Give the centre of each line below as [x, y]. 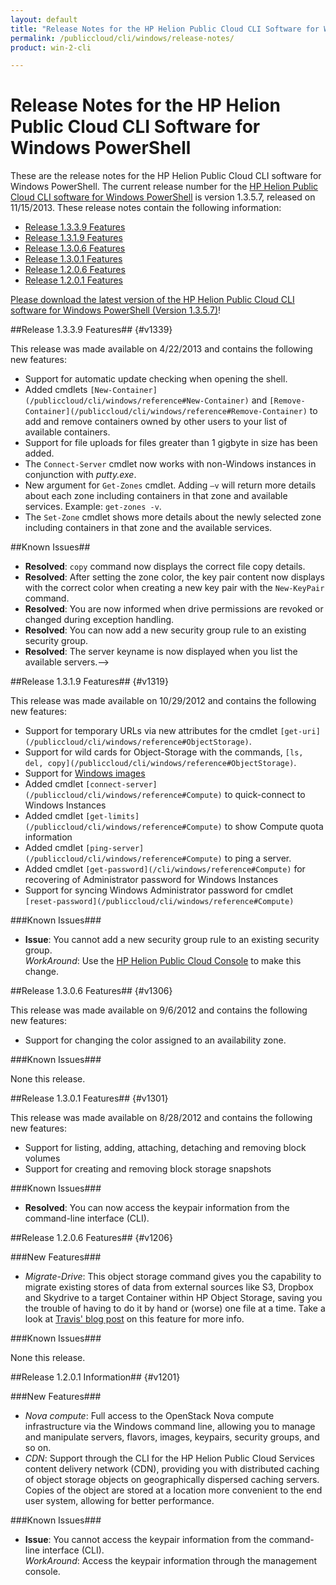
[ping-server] [115, 849]
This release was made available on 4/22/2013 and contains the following [161, 349]
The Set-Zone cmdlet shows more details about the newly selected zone [173, 517]
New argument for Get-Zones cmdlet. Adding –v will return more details [170, 485]
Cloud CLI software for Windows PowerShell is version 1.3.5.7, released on [163, 197]
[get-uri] [300, 732]
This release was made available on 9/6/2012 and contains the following [159, 1010]
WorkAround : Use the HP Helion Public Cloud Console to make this [163, 961]
